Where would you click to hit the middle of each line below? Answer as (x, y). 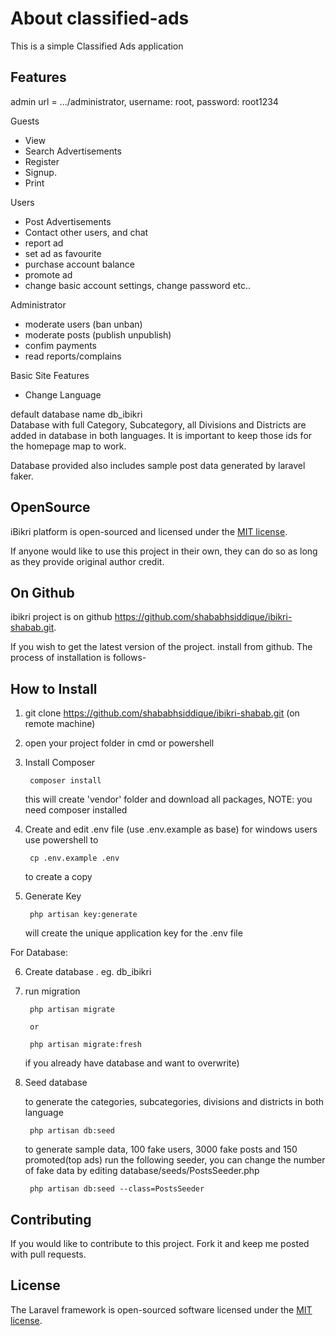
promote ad (48, 274)
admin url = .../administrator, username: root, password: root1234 (144, 101)
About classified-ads (100, 18)
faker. (22, 476)
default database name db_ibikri (76, 414)
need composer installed (76, 810)
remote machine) (60, 724)
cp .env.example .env (74, 858)
